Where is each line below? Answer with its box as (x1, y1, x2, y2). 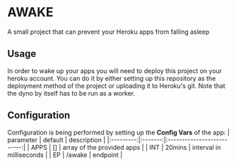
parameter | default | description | (7, 135, 106, 144)
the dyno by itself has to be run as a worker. (7, 89, 136, 97)
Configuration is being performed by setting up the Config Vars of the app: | (7, 128, 230, 136)
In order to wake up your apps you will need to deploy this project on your (7, 66, 223, 75)
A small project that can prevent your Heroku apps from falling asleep (7, 27, 210, 36)
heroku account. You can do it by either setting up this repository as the (7, 74, 216, 82)
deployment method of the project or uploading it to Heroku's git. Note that (7, 82, 226, 90)
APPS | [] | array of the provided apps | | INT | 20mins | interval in (30, 143, 221, 151)
